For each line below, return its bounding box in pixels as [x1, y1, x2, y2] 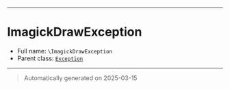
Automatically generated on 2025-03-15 [23, 73, 138, 82]
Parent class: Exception [16, 54, 84, 62]
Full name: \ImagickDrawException [16, 47, 113, 55]
